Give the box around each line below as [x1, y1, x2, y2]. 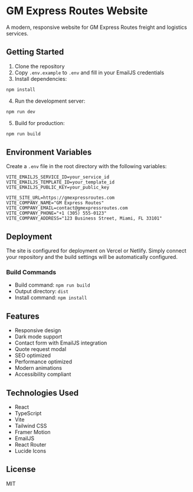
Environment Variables [6, 147, 92, 157]
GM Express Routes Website [6, 4, 148, 18]
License [6, 464, 36, 474]
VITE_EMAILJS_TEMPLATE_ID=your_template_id [6, 179, 115, 185]
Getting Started [6, 47, 64, 57]
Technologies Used [6, 388, 78, 398]
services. [6, 29, 28, 37]
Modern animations [14, 365, 62, 372]
